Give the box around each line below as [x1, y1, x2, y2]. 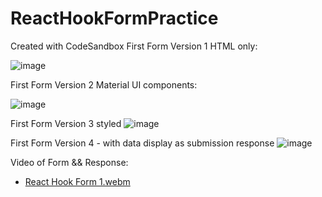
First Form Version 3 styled [10, 117, 122, 129]
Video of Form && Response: [10, 156, 129, 168]
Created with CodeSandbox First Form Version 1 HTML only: [10, 40, 258, 52]
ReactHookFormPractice [10, 7, 219, 30]
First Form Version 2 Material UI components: [10, 78, 198, 91]
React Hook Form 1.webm [24, 175, 131, 187]
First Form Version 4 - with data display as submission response [10, 137, 275, 149]
